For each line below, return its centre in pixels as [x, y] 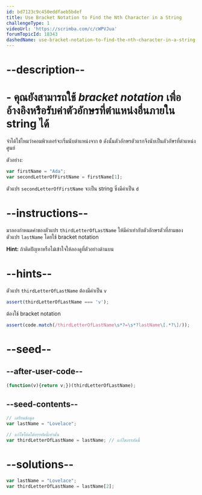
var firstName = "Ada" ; [36, 172]
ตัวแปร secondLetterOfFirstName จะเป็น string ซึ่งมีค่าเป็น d [73, 189]
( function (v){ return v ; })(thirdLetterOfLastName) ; [71, 385]
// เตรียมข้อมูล [20, 418]
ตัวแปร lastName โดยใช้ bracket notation [52, 237]
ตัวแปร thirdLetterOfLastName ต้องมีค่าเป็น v [57, 290]
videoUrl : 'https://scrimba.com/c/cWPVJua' [62, 29]
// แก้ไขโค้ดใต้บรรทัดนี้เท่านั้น [33, 435]
